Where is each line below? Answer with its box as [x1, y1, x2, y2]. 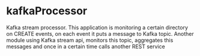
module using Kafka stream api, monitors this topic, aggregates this [6, 36, 174, 43]
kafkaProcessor [6, 4, 88, 18]
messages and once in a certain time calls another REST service [6, 43, 165, 50]
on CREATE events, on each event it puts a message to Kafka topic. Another [6, 30, 194, 37]
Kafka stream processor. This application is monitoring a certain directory [6, 24, 188, 31]
